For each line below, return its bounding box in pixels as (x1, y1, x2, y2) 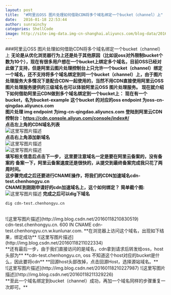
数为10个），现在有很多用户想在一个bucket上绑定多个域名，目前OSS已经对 (5, 59, 162, 64)
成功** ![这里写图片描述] (22, 234, 74, 240)
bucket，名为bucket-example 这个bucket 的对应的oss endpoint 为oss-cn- (5, 97, 164, 103)
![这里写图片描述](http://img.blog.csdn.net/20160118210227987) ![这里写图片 (5, 265, 166, 271)
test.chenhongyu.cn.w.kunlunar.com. (5, 228, 83, 234)
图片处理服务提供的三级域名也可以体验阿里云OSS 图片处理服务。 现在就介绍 (5, 84, 164, 90)
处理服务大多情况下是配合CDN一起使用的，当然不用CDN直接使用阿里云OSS (5, 78, 164, 84)
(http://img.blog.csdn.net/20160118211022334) (5, 240, 103, 245)
